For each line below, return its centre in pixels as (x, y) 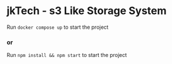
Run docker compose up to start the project (58, 27)
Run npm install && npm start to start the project (67, 55)
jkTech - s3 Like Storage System (87, 11)
